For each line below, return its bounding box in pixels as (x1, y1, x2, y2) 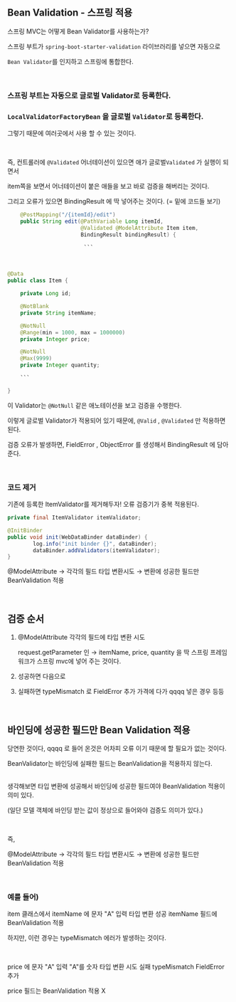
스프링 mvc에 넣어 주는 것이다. (36, 657, 122, 665)
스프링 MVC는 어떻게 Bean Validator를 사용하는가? (7, 27, 149, 36)
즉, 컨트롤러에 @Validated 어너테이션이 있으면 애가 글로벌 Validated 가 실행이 (7, 158, 222, 167)
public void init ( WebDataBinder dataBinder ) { (7, 533, 148, 541)
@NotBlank (20, 303, 50, 310)
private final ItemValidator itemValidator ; (7, 515, 141, 522)
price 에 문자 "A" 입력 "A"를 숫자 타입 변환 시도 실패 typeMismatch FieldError (7, 963, 225, 971)
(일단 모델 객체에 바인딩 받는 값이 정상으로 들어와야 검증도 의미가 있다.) (7, 806, 204, 814)
